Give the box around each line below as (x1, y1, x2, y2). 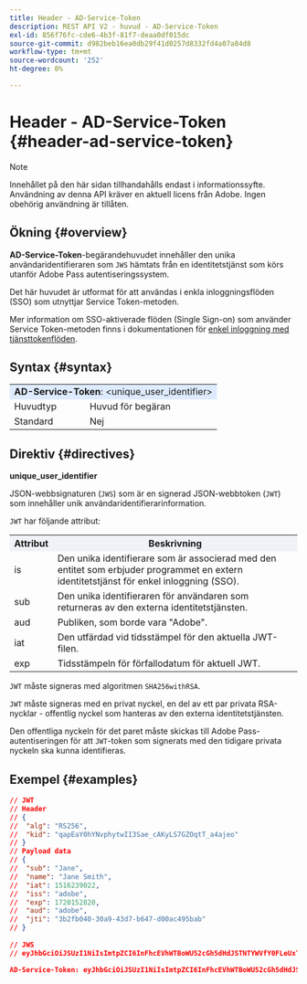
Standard (14, 415, 54, 428)
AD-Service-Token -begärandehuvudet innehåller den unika (9, 249, 236, 260)
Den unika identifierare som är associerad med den (57, 552, 277, 565)
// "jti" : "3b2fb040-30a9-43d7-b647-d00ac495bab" (9, 915, 206, 924)
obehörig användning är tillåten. (9, 198, 130, 209)
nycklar (9, 708, 37, 719)
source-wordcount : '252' (9, 56, 104, 65)
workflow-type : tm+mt (9, 48, 92, 57)
